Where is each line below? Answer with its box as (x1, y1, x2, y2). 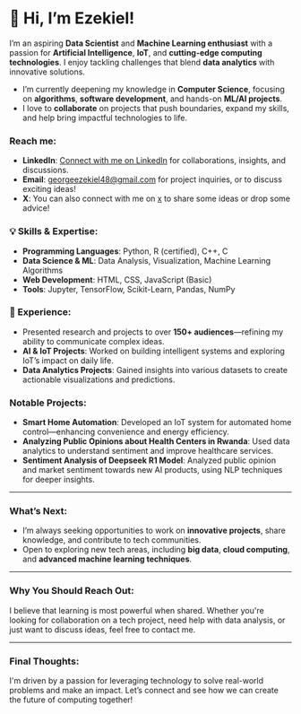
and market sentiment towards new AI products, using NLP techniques (21, 465, 283, 475)
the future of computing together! (9, 694, 133, 705)
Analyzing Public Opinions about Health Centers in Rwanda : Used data (21, 436, 290, 447)
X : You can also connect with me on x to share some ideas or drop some (21, 193, 291, 205)
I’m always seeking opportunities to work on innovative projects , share (21, 525, 287, 536)
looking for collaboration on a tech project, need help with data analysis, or (9, 614, 286, 625)
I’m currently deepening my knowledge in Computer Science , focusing (21, 83, 285, 94)
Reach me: (9, 135, 56, 147)
